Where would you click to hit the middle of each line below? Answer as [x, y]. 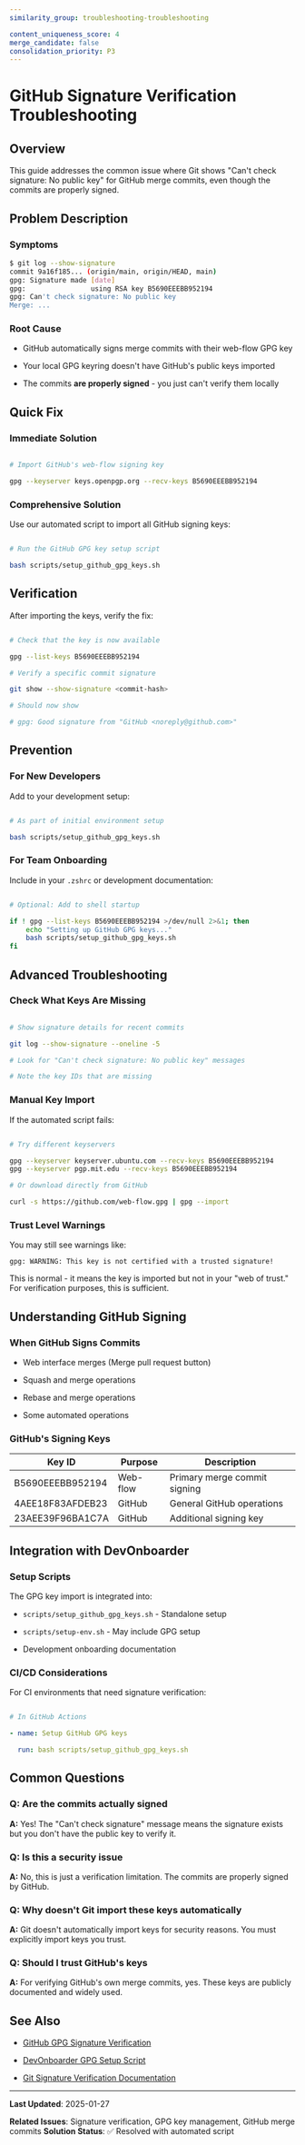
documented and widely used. [66, 1992]
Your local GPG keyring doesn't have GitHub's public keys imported [148, 366]
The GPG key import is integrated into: [81, 1596]
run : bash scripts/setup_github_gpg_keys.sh [103, 1750]
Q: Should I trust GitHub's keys [79, 1963]
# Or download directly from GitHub [79, 1186]
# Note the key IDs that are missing [81, 1077]
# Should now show [44, 706]
